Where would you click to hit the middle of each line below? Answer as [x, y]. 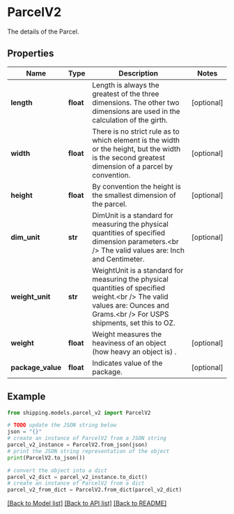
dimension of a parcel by [133, 166]
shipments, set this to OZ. [134, 322]
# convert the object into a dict [57, 470]
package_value [36, 367]
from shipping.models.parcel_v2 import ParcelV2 [79, 413]
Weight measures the [127, 334]
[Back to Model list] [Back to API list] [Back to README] [87, 504]
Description [138, 73]
